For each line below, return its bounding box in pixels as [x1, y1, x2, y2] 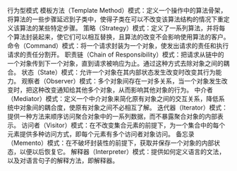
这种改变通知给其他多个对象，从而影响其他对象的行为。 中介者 [31, 85, 213, 94]
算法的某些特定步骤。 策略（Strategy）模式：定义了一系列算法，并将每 [19, 24, 226, 32]
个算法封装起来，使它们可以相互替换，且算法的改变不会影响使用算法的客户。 [7, 33, 230, 41]
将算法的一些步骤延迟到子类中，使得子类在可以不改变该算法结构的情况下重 [7, 15, 224, 23]
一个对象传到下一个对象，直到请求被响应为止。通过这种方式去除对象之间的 [7, 59, 224, 67]
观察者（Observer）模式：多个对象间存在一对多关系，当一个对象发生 [20, 77, 222, 85]
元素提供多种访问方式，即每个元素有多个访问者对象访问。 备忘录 [7, 130, 195, 138]
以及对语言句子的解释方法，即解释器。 [7, 156, 119, 165]
